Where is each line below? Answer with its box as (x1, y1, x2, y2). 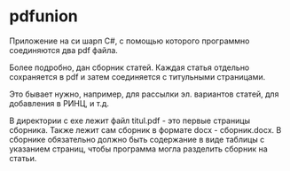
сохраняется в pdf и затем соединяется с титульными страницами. (9, 71, 266, 82)
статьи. (9, 152, 37, 163)
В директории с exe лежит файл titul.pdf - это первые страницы (9, 115, 251, 126)
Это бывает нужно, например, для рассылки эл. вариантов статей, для (9, 89, 279, 99)
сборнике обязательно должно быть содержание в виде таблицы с (9, 134, 265, 144)
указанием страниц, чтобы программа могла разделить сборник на (9, 144, 268, 154)
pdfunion (9, 6, 78, 27)
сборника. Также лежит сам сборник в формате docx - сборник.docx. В (9, 124, 282, 135)
